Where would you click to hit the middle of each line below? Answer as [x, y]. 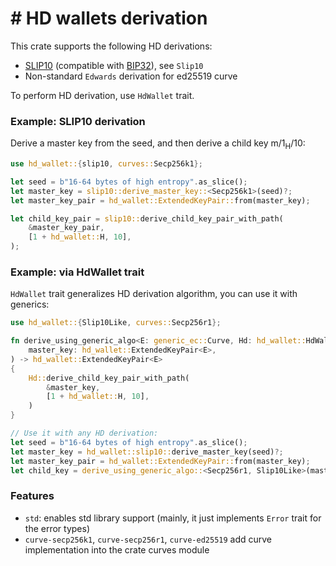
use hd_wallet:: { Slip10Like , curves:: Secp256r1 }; [116, 323]
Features [32, 496]
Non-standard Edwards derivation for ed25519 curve [131, 76]
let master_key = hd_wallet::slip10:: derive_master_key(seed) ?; [147, 452]
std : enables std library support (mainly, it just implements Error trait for [173, 518]
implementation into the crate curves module [117, 549]
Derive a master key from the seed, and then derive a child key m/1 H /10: [158, 144]
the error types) [57, 528]
